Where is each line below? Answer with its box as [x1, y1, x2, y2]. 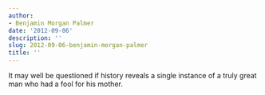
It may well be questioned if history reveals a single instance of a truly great [8, 71, 257, 80]
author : [8, 11, 34, 20]
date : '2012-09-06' [8, 26, 73, 34]
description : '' [8, 34, 62, 42]
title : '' [8, 49, 42, 57]
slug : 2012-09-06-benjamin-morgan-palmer [8, 42, 148, 49]
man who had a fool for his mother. [8, 79, 124, 89]
